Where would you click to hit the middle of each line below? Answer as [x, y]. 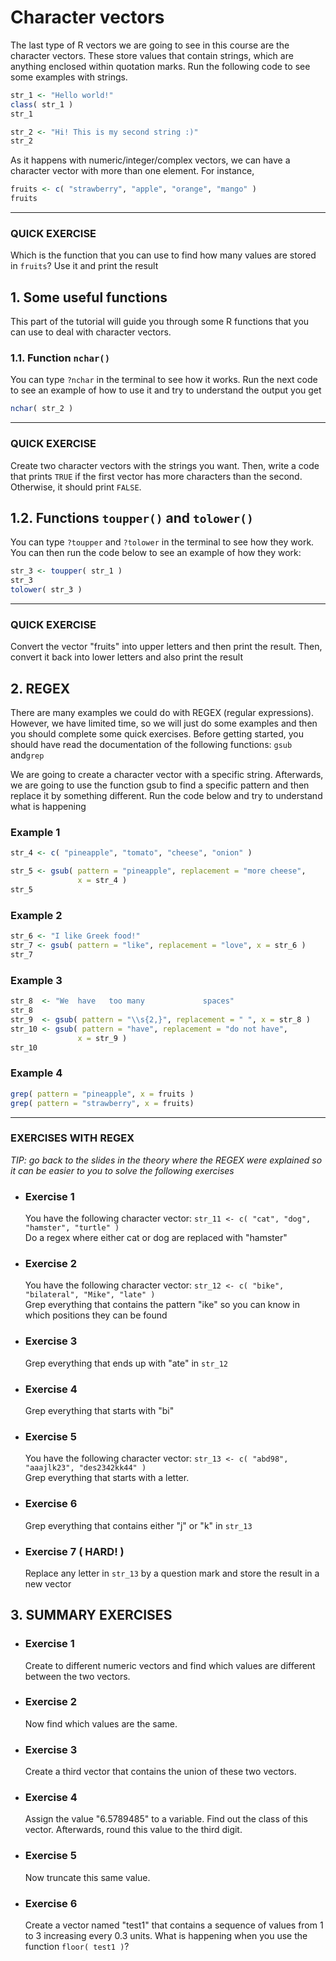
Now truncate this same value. [87, 1877]
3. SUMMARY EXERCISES [91, 1615]
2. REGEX [40, 688]
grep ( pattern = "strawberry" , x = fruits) [102, 1103]
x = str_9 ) [102, 1038]
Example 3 [36, 980]
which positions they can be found [96, 1315]
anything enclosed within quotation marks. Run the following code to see [160, 66]
